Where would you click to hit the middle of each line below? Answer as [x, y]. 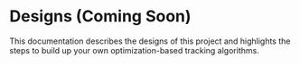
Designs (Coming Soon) [100, 16]
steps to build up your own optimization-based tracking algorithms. [134, 50]
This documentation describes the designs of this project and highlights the [150, 41]
